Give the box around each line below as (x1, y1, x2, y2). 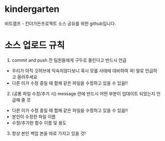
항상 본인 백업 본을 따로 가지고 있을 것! (11, 130, 86, 136)
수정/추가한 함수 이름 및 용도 (11, 120, 67, 126)
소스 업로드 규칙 (4, 40, 65, 51)
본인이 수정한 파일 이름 (11, 113, 56, 120)
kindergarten (4, 3, 60, 15)
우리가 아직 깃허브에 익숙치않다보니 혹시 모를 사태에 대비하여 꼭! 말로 (11, 68, 144, 73)
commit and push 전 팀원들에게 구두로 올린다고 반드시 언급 (11, 57, 127, 63)
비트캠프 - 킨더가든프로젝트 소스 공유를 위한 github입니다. (4, 20, 116, 26)
